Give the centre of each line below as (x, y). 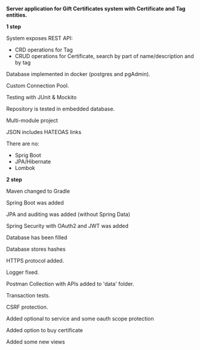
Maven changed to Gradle (38, 191)
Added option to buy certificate (45, 330)
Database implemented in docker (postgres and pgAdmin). (78, 74)
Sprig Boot (28, 155)
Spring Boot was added (35, 203)
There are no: (23, 144)
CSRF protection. (27, 307)
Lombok (25, 168)
